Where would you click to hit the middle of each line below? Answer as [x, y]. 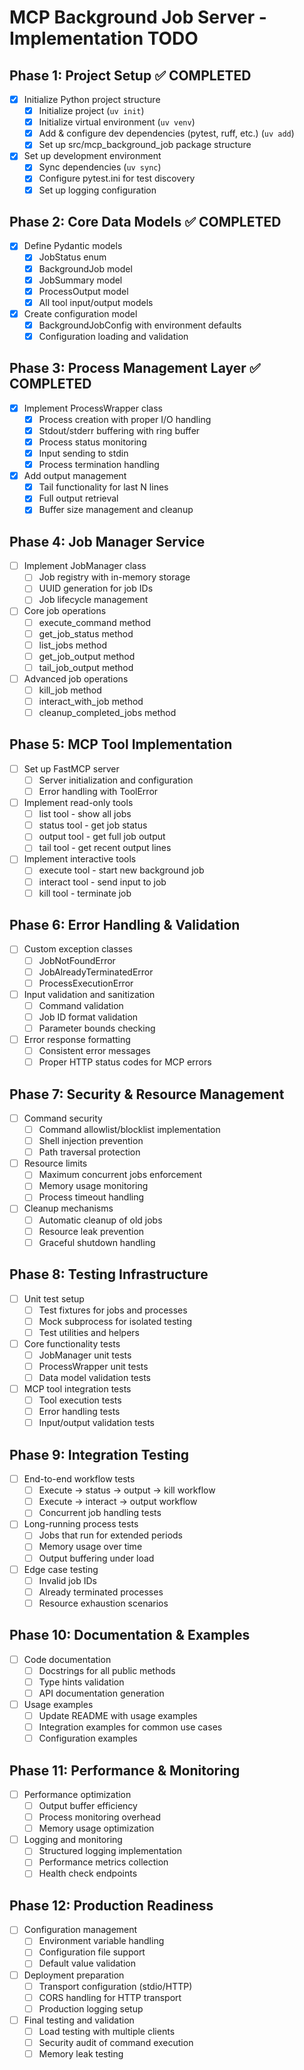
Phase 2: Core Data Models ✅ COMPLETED [145, 221]
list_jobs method [72, 645]
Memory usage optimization [96, 1828]
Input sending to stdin [83, 453]
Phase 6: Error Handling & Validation [125, 925]
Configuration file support [92, 1952]
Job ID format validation [88, 1017]
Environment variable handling [101, 1941]
